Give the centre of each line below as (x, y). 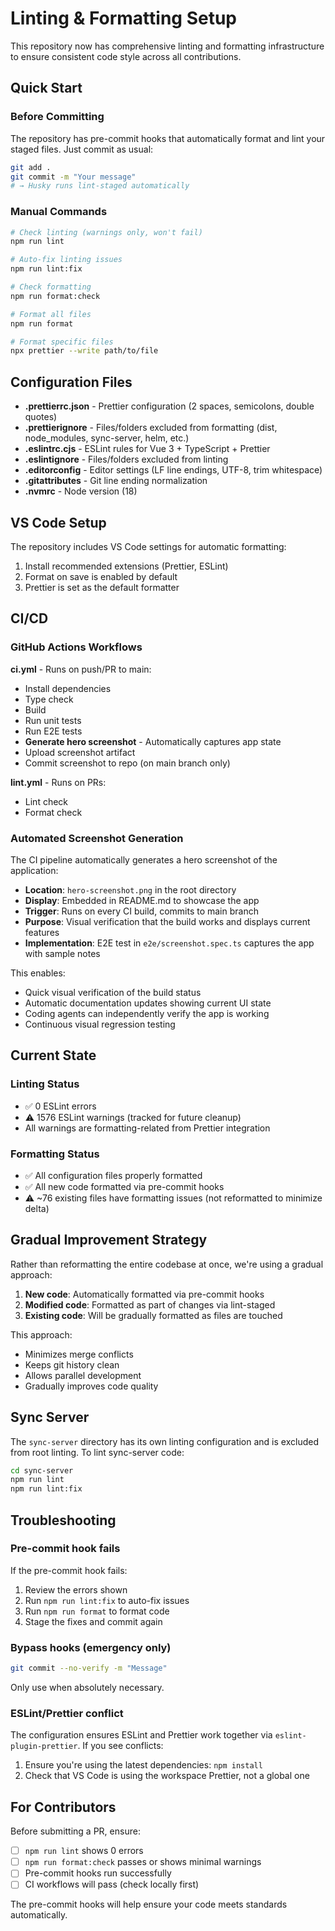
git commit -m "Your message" (73, 177)
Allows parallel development (83, 1375)
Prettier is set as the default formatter (102, 587)
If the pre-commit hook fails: (69, 1570)
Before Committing (57, 117)
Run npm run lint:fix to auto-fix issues (107, 1600)
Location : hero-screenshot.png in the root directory (130, 889)
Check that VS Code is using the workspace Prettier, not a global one (167, 1776)
